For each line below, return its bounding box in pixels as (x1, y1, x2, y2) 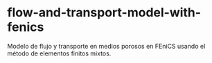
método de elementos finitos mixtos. (7, 49, 112, 58)
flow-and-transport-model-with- (7, 5, 202, 21)
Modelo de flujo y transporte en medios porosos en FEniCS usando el (7, 42, 206, 50)
